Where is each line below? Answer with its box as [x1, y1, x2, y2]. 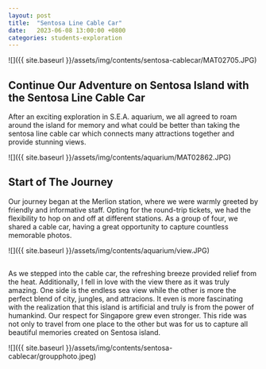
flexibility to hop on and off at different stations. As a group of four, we [8, 213, 238, 223]
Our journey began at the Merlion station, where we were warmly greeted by [8, 196, 259, 206]
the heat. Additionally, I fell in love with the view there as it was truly [8, 277, 230, 286]
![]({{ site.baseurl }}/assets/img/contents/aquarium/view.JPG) [8, 245, 210, 255]
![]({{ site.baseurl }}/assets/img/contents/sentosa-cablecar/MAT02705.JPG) [8, 56, 257, 65]
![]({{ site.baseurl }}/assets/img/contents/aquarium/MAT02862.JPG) [8, 152, 232, 163]
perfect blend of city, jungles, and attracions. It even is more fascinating [8, 294, 244, 304]
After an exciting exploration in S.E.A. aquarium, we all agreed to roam [8, 112, 237, 121]
